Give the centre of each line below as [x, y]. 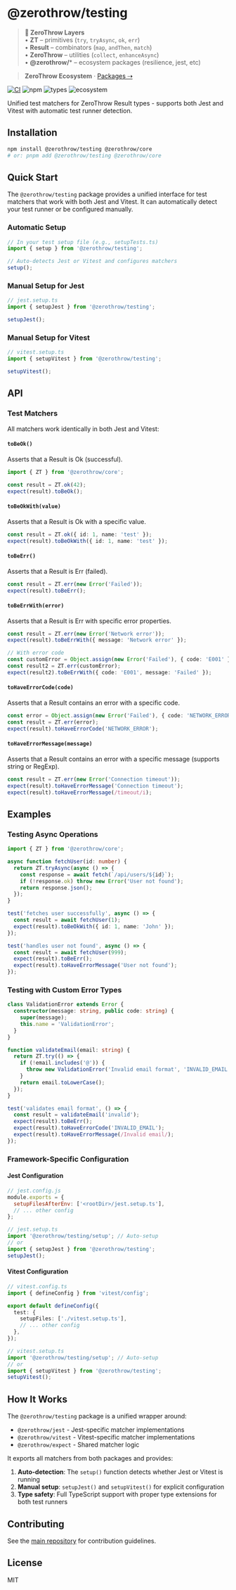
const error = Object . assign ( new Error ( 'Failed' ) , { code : [96, 716]
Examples [29, 814]
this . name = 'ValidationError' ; [67, 1024]
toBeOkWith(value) [34, 507]
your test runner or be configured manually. [70, 210]
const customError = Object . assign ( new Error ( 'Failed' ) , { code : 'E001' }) [120, 660]
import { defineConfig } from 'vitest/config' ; [78, 1293]
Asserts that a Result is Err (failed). [58, 571]
